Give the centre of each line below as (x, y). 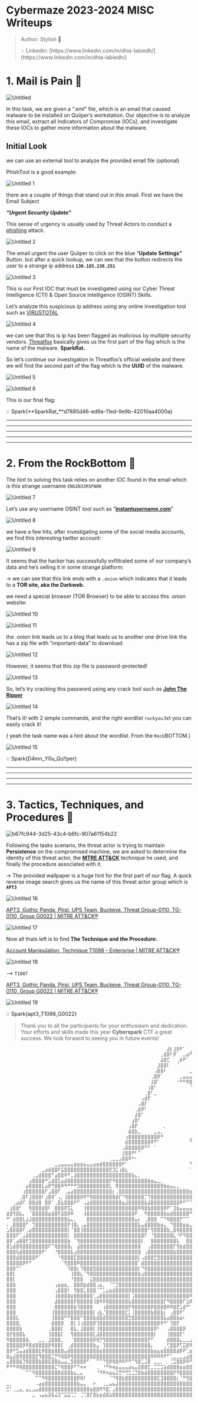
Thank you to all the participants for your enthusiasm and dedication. (104, 1025)
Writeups (29, 23)
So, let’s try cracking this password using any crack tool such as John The (97, 689)
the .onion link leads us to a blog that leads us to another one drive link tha (96, 637)
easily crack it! (24, 724)
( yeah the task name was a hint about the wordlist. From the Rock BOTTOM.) (98, 735)
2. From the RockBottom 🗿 (71, 463)
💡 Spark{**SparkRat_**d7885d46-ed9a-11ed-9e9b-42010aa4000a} (89, 411)
